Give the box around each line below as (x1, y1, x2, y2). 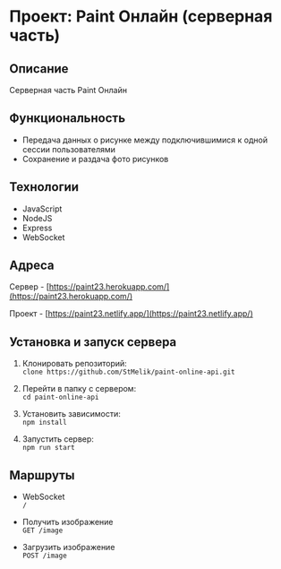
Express (21, 222, 53, 233)
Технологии (9, 179, 79, 194)
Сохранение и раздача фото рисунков (21, 153, 169, 164)
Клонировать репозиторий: (21, 358, 127, 369)
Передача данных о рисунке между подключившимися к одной (21, 134, 268, 145)
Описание (9, 61, 69, 76)
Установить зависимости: (21, 409, 121, 419)
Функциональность (9, 110, 126, 126)
